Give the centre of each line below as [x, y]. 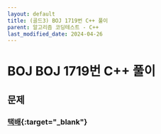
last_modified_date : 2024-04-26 [55, 34]
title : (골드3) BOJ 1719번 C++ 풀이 [58, 21]
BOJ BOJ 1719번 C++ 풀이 [82, 71]
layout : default [31, 14]
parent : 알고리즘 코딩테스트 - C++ [53, 27]
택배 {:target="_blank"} [48, 122]
